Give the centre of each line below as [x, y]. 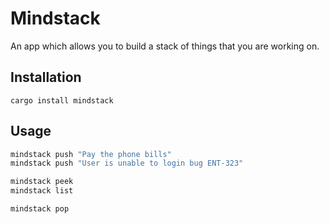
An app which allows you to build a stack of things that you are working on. [165, 46]
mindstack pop [40, 209]
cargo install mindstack [62, 100]
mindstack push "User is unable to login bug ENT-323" [127, 163]
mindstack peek [42, 182]
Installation [46, 77]
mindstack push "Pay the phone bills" [91, 154]
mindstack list [42, 191]
